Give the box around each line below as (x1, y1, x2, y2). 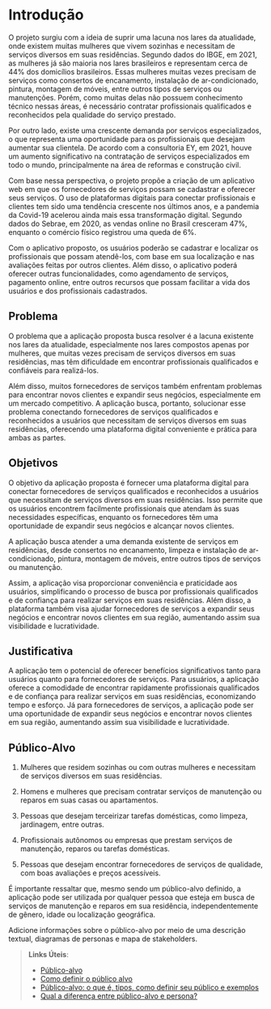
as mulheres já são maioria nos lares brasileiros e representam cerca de (8, 58, 248, 68)
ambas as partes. (8, 432, 66, 442)
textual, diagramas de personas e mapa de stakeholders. (8, 934, 198, 944)
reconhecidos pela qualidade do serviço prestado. (8, 109, 176, 119)
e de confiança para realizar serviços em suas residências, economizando (8, 692, 256, 701)
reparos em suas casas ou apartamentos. (19, 795, 159, 805)
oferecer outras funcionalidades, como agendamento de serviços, (8, 269, 229, 279)
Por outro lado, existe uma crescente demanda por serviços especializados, (8, 126, 261, 135)
